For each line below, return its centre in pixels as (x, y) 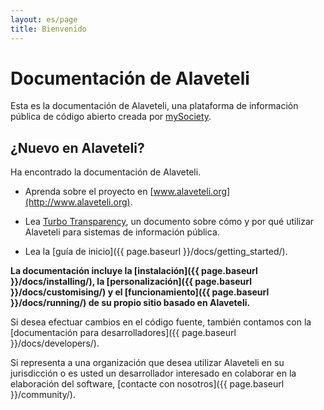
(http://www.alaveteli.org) (77, 202)
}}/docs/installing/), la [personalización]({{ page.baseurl (131, 282)
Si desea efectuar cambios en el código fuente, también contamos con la (161, 322)
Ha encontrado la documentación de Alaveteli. (106, 172)
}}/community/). (43, 395)
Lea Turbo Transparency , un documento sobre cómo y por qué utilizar (169, 222)
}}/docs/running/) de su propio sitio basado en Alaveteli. (130, 303)
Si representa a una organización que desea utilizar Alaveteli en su (147, 363)
